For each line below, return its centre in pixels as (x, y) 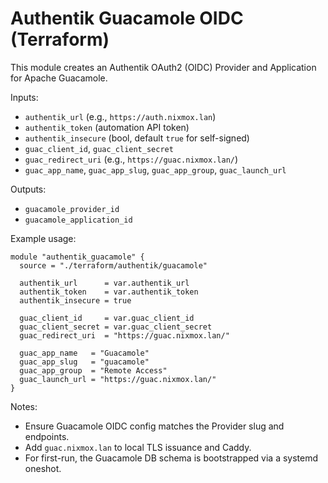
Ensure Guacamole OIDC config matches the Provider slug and (154, 426)
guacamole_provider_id (72, 209)
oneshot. (43, 468)
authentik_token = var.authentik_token (109, 292)
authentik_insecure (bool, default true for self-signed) (137, 138)
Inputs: (24, 97)
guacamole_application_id (78, 220)
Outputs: (28, 189)
